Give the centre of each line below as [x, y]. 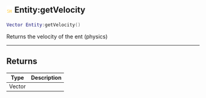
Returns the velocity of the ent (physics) [57, 37]
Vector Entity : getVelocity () [44, 25]
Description [46, 78]
